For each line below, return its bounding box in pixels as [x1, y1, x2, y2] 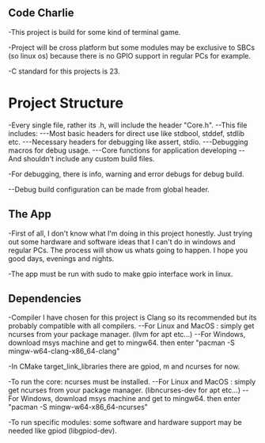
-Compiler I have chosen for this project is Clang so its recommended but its [8, 312, 257, 323]
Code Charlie [8, 6, 74, 20]
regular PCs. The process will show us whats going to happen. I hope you [8, 245, 248, 255]
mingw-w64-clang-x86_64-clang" [8, 346, 120, 356]
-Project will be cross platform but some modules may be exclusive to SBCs [8, 43, 256, 52]
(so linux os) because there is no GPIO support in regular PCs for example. [8, 51, 252, 60]
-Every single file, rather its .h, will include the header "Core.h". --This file [8, 120, 248, 130]
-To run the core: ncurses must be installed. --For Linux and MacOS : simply [8, 377, 256, 387]
